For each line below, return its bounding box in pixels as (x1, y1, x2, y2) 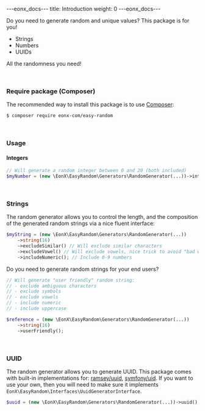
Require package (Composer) (6, 87, 96, 95)
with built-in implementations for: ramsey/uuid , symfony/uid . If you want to (6, 374, 193, 382)
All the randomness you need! (6, 60, 82, 67)
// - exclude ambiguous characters (6, 283, 97, 289)
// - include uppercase (6, 306, 67, 312)
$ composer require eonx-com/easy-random (6, 113, 113, 119)
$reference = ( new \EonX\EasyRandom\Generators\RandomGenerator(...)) (6, 316, 190, 323)
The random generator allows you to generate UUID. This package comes (6, 368, 192, 375)
